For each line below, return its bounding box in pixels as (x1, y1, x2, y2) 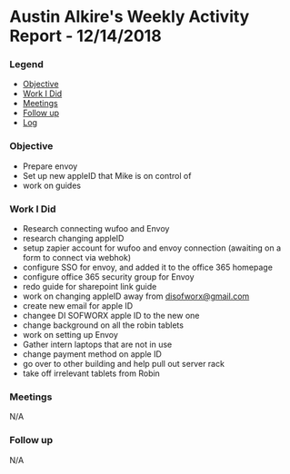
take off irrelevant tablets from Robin (22, 368, 161, 379)
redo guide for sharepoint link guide (22, 281, 157, 292)
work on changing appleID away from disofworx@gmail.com (22, 291, 250, 301)
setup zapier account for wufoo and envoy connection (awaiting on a (22, 242, 282, 253)
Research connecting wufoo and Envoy (22, 223, 170, 234)
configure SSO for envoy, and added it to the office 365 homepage (22, 262, 273, 273)
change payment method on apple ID (22, 349, 162, 360)
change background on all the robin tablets (22, 320, 185, 331)
